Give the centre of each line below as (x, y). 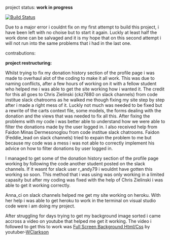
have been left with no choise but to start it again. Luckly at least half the (81, 32)
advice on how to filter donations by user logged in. (59, 148)
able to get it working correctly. (38, 185)
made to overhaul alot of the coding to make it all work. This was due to (80, 78)
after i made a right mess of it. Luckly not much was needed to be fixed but (84, 105)
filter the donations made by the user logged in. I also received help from (81, 127)
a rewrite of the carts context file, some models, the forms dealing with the (83, 111)
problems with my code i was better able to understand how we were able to (85, 121)
